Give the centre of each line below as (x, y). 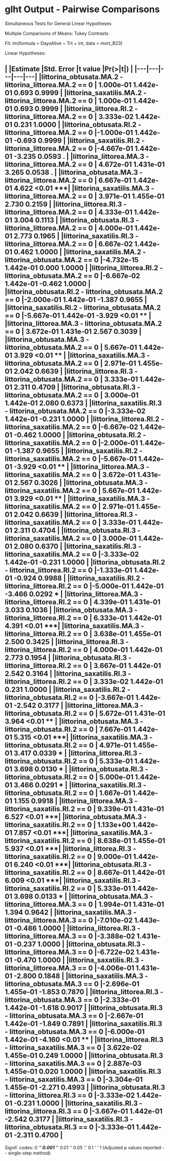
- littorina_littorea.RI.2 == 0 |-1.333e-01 (69, 571)
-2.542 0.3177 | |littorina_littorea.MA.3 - (79, 706)
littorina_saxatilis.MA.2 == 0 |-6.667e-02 (72, 427)
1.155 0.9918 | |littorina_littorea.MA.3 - (76, 801)
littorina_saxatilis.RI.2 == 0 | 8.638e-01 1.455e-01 (85, 841)
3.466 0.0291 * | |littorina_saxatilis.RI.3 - (80, 785)
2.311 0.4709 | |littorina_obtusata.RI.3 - (77, 387)
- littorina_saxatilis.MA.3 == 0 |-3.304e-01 (74, 1080)
